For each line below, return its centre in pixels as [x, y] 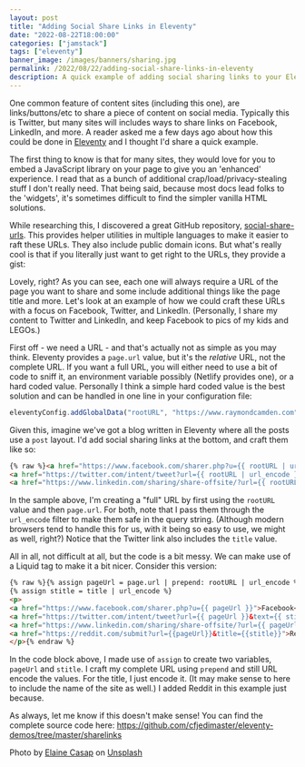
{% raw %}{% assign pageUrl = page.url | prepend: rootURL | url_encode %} [156, 583]
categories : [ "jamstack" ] [58, 43]
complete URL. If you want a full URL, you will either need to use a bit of [144, 367]
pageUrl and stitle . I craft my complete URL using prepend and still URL [144, 669]
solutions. [28, 207]
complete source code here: [62, 725]
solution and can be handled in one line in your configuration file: [131, 396]
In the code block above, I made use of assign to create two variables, [141, 660]
